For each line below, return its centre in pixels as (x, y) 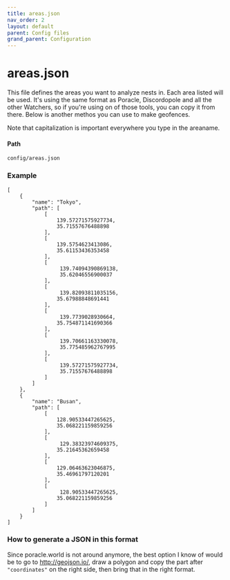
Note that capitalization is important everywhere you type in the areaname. (114, 128)
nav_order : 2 (26, 20)
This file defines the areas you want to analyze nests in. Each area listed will (115, 93)
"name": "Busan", (57, 401)
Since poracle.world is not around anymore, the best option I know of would (115, 554)
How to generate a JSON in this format (73, 539)
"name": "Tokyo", (57, 202)
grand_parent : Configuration (49, 39)
